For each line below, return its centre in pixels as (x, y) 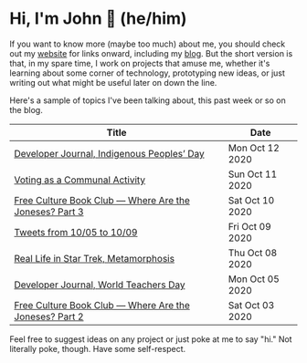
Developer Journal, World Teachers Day (100, 285)
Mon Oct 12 (254, 148)
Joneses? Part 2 (49, 316)
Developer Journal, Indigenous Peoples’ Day (109, 153)
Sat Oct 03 (251, 305)
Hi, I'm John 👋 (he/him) (98, 19)
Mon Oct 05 (254, 279)
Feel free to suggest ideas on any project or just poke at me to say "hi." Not (151, 339)
